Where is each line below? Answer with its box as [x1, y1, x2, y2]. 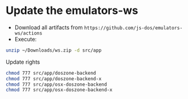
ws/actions [14, 30, 43, 36]
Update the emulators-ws [5, 4, 139, 18]
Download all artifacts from [14, 24, 83, 31]
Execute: [14, 35, 37, 43]
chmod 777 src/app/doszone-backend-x [5, 75, 102, 82]
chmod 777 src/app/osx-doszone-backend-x [5, 87, 113, 93]
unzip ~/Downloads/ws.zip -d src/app [5, 47, 102, 53]
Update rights [5, 58, 40, 66]
